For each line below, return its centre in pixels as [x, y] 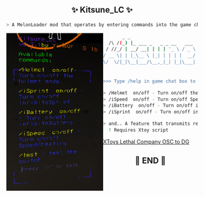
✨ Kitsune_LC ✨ [102, 10]
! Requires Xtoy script [138, 130]
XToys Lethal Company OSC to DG [146, 141]
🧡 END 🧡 [150, 161]
